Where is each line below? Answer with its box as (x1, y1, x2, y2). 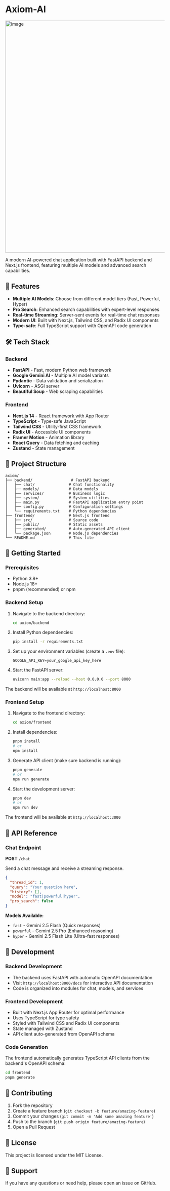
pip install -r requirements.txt (12, 639, 83, 644)
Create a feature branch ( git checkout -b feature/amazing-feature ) (12, 1107, 156, 1114)
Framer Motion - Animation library (12, 434, 84, 440)
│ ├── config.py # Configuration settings (5, 504, 123, 509)
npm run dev (12, 805, 38, 810)
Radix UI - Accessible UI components (12, 429, 91, 435)
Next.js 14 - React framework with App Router (12, 413, 109, 419)
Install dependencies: (12, 729, 58, 735)
